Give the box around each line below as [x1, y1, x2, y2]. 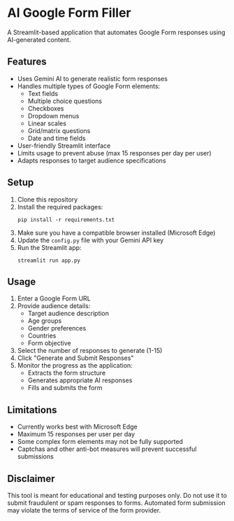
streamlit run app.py [17, 257, 80, 264]
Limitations [7, 404, 57, 416]
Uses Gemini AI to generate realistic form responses [17, 74, 168, 83]
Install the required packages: [17, 202, 103, 211]
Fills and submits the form [27, 384, 103, 392]
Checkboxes [27, 104, 64, 113]
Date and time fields [27, 134, 86, 142]
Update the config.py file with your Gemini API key [17, 236, 164, 244]
